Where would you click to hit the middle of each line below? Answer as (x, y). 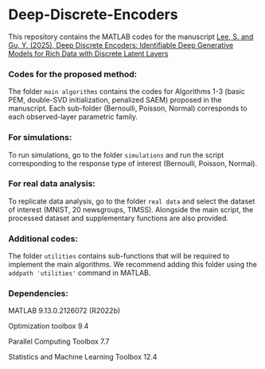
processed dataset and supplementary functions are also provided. (119, 218)
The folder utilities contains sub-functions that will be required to (119, 256)
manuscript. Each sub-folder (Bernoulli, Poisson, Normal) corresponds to (128, 108)
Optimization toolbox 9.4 (49, 326)
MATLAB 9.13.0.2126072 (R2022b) (64, 311)
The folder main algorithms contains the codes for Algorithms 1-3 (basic (127, 91)
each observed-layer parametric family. (73, 117)
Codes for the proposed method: (73, 74)
